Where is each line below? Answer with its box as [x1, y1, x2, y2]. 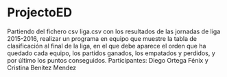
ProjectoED [7, 5, 73, 20]
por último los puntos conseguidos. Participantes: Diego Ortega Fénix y [7, 56, 209, 64]
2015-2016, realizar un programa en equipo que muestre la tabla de [7, 34, 198, 42]
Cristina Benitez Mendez [7, 63, 77, 72]
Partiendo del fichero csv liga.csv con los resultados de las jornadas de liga [7, 27, 221, 35]
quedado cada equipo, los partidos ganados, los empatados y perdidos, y [7, 49, 216, 57]
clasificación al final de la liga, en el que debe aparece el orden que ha [7, 42, 206, 50]
